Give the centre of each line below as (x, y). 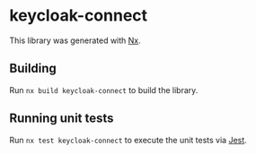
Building (33, 68)
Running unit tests (62, 119)
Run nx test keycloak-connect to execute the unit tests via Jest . (128, 140)
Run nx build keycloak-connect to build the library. (104, 90)
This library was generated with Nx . (75, 40)
